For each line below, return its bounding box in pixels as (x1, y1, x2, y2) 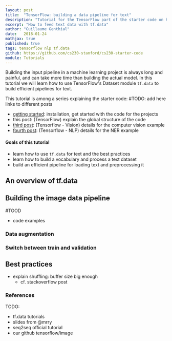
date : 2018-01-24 (5, 31, 47, 36)
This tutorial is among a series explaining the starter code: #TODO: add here (5, 96, 166, 102)
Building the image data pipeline (5, 194, 110, 203)
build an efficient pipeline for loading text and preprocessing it (12, 161, 144, 167)
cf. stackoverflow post (20, 279, 68, 285)
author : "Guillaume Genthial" (5, 27, 70, 32)
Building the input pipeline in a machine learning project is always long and (5, 69, 163, 75)
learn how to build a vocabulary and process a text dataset (12, 156, 137, 162)
